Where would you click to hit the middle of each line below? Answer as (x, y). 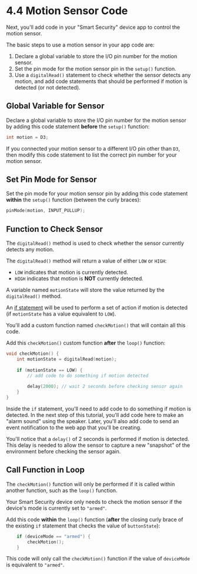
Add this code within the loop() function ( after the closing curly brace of (95, 519)
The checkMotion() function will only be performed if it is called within (91, 484)
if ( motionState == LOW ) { (50, 370)
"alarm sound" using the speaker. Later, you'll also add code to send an (93, 421)
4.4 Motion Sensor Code (67, 11)
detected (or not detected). (47, 87)
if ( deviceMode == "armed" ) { (54, 536)
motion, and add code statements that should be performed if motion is (101, 81)
